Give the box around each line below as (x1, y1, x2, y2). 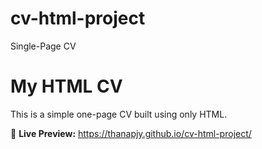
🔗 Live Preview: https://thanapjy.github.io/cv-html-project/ (10, 127, 252, 139)
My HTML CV (10, 75, 123, 98)
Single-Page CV (10, 40, 77, 52)
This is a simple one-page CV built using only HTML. (10, 108, 228, 120)
